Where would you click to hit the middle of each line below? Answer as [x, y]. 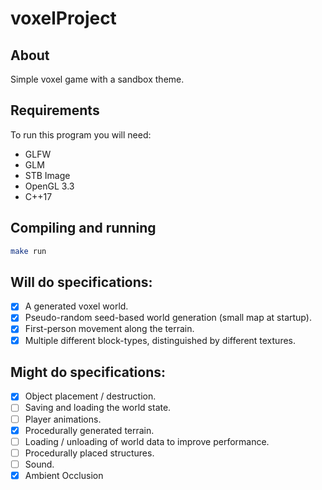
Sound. [39, 464]
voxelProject [63, 18]
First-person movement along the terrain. [109, 329]
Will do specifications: [81, 282]
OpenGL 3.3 [49, 186]
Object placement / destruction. [90, 396]
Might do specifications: [88, 372]
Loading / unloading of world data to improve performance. [147, 441]
